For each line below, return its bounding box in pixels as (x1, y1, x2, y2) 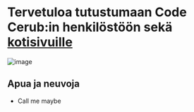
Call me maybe (17, 97, 61, 105)
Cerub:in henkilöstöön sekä (7, 19, 173, 35)
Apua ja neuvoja (7, 78, 80, 90)
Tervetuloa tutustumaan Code (7, 4, 187, 20)
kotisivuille (7, 35, 73, 50)
